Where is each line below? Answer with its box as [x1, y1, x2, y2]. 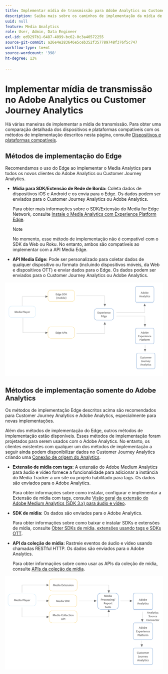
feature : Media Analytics [5, 24, 59, 29]
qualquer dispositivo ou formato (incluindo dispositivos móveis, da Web [12, 261, 160, 268]
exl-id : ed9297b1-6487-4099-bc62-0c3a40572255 [5, 35, 104, 40]
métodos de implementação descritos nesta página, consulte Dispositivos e [5, 132, 161, 138]
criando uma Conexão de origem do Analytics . [5, 454, 101, 460]
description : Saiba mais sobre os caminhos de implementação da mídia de [5, 13, 162, 19]
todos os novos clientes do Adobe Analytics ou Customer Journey [5, 171, 141, 177]
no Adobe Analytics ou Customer [5, 94, 146, 105]
